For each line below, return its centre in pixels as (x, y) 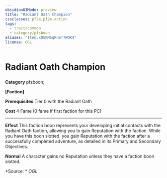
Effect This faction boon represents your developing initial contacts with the (83, 125)
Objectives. (17, 146)
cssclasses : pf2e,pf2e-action (37, 19)
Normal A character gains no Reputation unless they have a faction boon (80, 156)
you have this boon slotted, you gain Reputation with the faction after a (78, 136)
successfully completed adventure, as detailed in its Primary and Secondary (83, 141)
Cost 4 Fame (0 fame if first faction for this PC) (53, 111)
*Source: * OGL (21, 171)
